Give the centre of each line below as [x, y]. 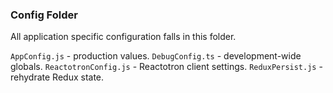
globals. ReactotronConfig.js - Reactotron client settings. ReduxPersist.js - [166, 67]
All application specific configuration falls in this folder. [123, 37]
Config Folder [44, 15]
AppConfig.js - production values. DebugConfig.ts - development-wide [156, 56]
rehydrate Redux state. [57, 77]
